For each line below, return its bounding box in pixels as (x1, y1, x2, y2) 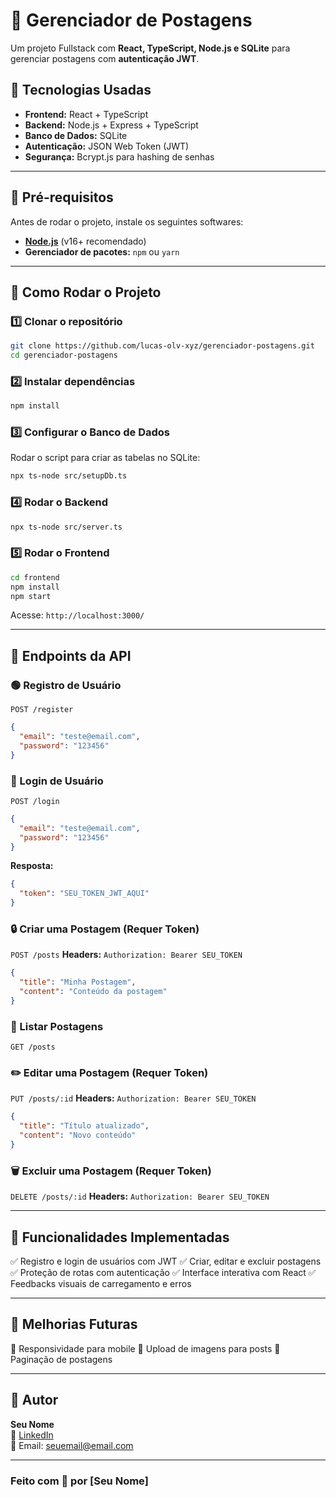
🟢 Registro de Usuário (10, 678, 122, 692)
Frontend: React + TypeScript (24, 108, 149, 120)
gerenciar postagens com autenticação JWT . (10, 52, 200, 64)
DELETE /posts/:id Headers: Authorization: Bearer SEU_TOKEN (10, 1190, 270, 1203)
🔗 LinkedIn (10, 1429, 54, 1441)
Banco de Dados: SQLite (24, 129, 128, 141)
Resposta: (10, 860, 54, 872)
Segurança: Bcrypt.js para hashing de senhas (24, 150, 215, 163)
